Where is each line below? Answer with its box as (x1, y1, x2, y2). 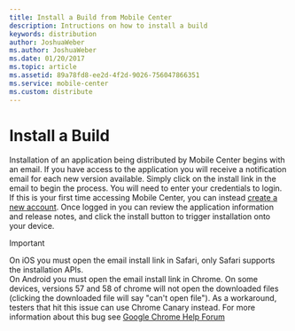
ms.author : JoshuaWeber (9, 46, 97, 55)
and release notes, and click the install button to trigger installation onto (9, 211, 271, 222)
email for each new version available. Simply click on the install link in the (9, 174, 276, 185)
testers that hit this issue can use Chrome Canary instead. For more (9, 303, 255, 313)
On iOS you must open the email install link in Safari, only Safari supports (9, 255, 276, 266)
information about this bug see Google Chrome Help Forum (9, 311, 226, 322)
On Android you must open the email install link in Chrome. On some (9, 274, 259, 285)
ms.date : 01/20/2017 (9, 54, 86, 63)
